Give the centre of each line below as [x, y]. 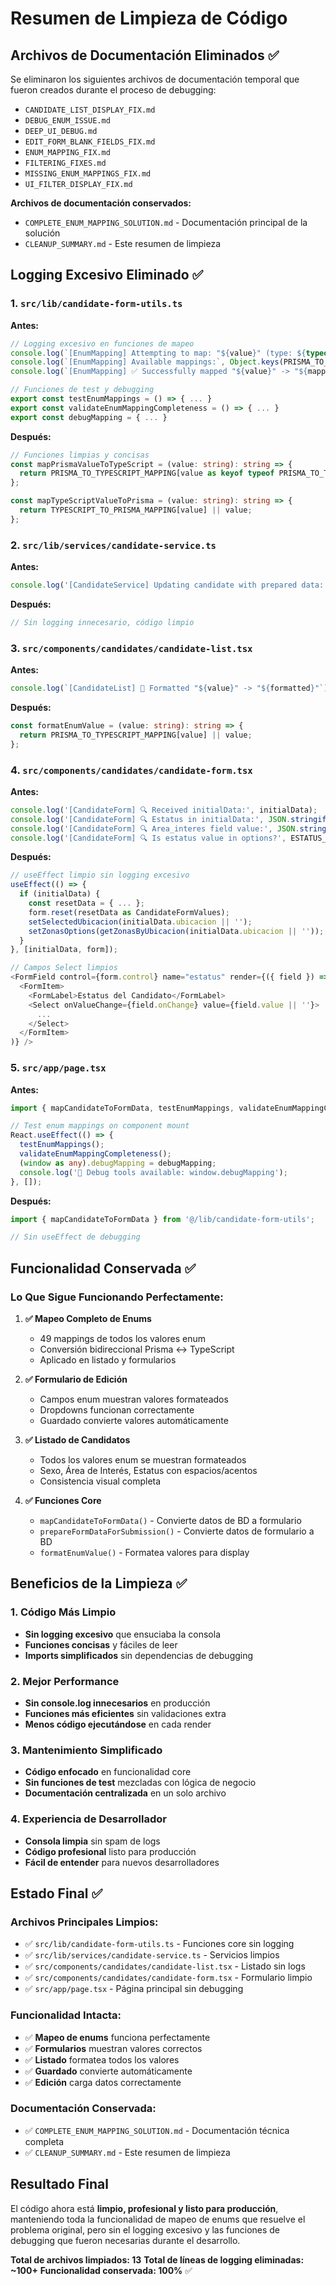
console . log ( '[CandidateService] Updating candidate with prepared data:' [169, 585]
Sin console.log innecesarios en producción [117, 1703]
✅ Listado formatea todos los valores [102, 2059]
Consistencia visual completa [100, 1481]
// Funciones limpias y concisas [80, 455]
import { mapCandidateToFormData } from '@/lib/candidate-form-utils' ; [162, 1219]
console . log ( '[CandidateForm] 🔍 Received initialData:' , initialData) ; [164, 810]
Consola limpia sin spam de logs [92, 1841]
